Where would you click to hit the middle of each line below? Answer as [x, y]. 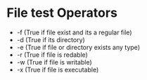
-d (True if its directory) [51, 39]
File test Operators [62, 13]
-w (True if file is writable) [54, 62]
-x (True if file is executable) [58, 69]
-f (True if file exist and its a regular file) [74, 32]
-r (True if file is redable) [52, 55]
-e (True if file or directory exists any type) [78, 47]
